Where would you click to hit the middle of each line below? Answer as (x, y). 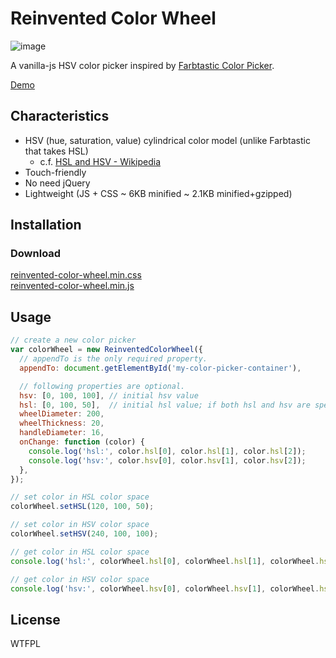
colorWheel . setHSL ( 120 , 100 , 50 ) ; (82, 507)
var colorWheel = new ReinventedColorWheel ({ (106, 350)
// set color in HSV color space (80, 525)
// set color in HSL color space (80, 497)
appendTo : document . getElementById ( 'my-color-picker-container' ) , (160, 368)
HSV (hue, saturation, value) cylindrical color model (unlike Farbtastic (167, 140)
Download (36, 254)
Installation (46, 225)
